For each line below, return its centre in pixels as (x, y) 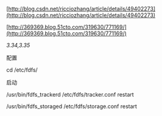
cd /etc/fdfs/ (22, 70)
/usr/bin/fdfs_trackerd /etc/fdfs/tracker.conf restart (70, 94)
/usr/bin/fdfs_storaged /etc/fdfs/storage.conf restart (72, 106)
